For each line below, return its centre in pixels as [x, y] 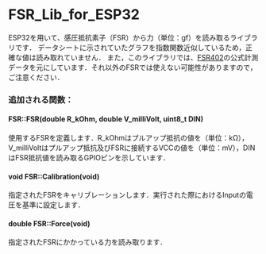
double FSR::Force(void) [49, 223]
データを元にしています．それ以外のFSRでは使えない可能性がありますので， [133, 67]
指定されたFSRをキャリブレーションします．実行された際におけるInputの [127, 195]
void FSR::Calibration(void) [54, 176]
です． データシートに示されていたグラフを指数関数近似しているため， [130, 47]
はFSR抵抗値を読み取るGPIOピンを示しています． [89, 158]
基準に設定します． [53, 205]
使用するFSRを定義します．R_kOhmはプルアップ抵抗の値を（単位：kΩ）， [128, 138]
